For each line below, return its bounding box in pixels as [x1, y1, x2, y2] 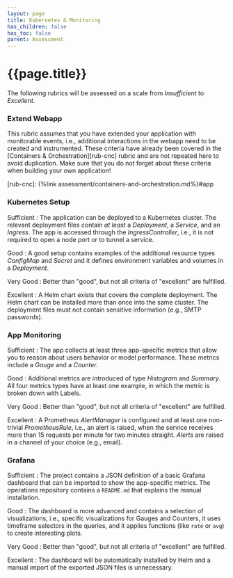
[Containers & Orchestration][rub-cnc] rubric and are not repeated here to [7, 152, 219, 160]
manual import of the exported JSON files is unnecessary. [7, 563, 173, 572]
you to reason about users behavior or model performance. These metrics [7, 353, 220, 362]
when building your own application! [7, 166, 111, 175]
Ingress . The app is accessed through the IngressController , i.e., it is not [7, 227, 214, 236]
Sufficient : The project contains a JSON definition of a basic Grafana [7, 471, 206, 480]
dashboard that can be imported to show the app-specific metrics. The [7, 479, 211, 487]
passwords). [7, 312, 43, 321]
